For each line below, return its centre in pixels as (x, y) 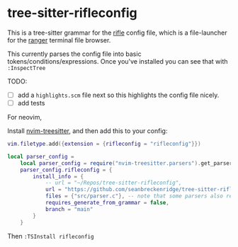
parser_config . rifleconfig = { (66, 170)
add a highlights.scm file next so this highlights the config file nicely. (118, 95)
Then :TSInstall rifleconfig (51, 236)
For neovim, (25, 117)
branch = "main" (69, 209)
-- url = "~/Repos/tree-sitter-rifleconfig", (113, 183)
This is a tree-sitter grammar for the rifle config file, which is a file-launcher (118, 33)
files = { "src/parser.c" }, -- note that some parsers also (134, 196)
